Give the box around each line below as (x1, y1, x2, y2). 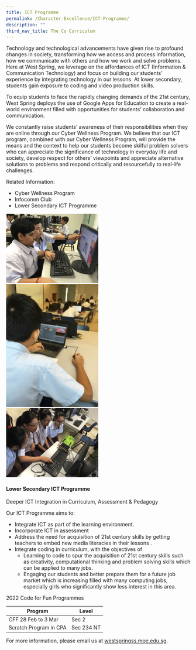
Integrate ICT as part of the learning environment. (14, 521, 135, 528)
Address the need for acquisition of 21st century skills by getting (14, 533, 170, 540)
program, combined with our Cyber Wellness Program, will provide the (6, 136, 176, 143)
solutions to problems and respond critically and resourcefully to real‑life (6, 161, 181, 168)
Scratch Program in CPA (8, 624, 67, 631)
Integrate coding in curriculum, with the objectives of (14, 546, 142, 553)
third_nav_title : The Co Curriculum (6, 28, 95, 34)
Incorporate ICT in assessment (14, 527, 89, 534)
